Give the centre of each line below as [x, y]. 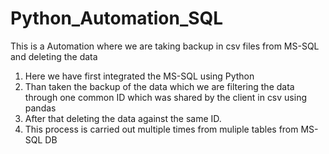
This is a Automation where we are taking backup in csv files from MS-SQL [165, 46]
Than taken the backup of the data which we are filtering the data [159, 86]
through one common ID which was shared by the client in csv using [165, 97]
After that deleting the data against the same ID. [123, 118]
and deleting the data [54, 56]
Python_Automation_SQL [117, 18]
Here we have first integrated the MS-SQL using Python [139, 76]
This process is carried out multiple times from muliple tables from [161, 129]
